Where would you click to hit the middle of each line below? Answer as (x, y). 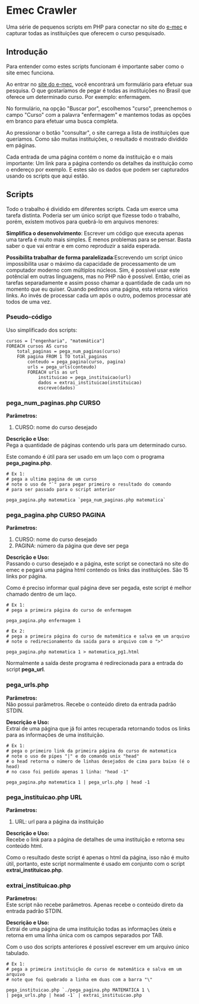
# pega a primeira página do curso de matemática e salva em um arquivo (98, 636)
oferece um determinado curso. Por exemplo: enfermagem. (79, 97)
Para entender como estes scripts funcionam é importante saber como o (95, 66)
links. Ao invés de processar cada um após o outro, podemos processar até (99, 295)
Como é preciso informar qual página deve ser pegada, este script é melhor (99, 588)
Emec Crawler (42, 10)
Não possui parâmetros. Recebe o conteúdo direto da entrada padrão (91, 704)
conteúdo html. (25, 846)
